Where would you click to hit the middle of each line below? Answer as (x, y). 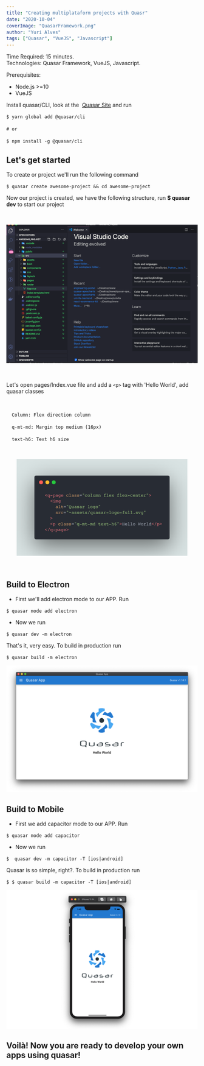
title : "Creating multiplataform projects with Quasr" (77, 13)
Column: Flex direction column (51, 415)
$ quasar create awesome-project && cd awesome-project (78, 186)
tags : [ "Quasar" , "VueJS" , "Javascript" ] (59, 39)
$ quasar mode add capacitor (43, 836)
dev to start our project (35, 204)
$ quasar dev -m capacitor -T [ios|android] (65, 859)
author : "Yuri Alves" (34, 32)
